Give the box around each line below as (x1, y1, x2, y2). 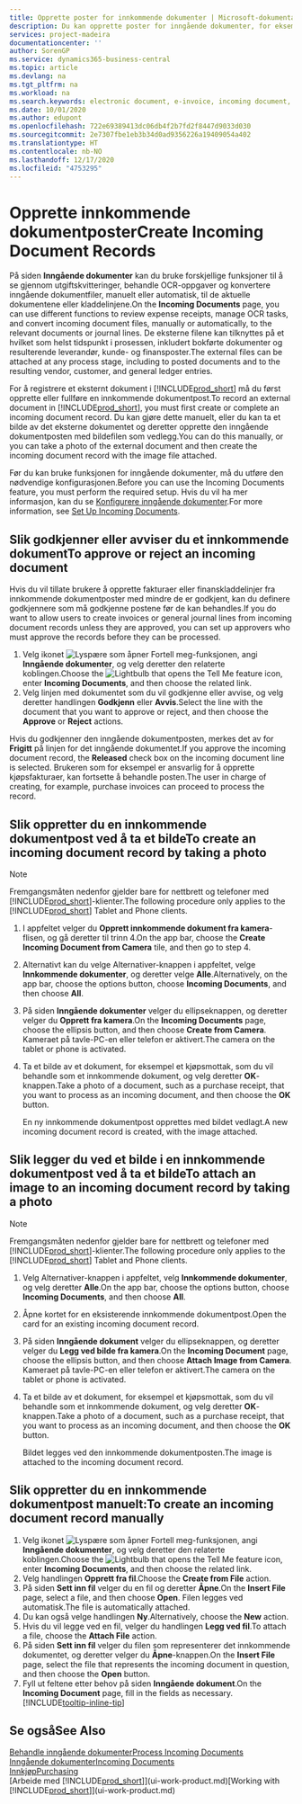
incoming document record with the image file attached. (9, 451, 218, 461)
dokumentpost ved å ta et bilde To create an (9, 831, 257, 846)
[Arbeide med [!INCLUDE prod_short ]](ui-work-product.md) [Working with (9, 1775, 280, 1786)
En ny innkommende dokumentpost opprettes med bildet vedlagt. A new (22, 1116, 289, 1127)
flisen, (22, 932, 46, 942)
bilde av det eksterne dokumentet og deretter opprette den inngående (9, 422, 269, 433)
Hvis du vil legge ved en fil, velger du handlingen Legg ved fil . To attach (22, 1621, 287, 1631)
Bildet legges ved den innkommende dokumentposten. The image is (22, 1447, 272, 1458)
